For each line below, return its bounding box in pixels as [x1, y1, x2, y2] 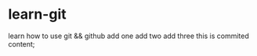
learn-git [8, 5, 67, 23]
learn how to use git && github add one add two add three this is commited [8, 31, 249, 40]
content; [8, 39, 35, 48]
